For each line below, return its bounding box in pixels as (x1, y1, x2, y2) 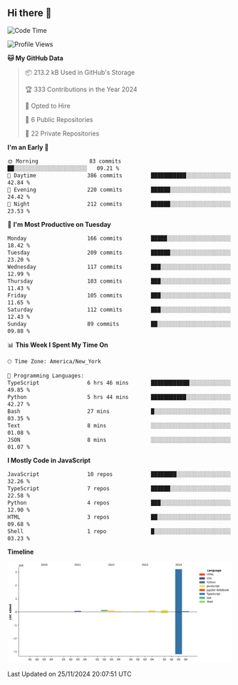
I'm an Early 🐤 (7, 143, 49, 151)
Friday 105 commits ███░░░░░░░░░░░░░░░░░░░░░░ (7, 292, 232, 299)
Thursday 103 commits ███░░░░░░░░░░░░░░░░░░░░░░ (7, 278, 232, 285)
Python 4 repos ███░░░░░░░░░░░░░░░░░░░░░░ (7, 499, 232, 507)
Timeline (7, 547, 34, 556)
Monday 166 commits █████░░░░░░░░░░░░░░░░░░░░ (7, 235, 232, 242)
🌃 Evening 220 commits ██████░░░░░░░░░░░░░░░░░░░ (7, 186, 232, 193)
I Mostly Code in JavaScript (7, 456, 91, 465)
